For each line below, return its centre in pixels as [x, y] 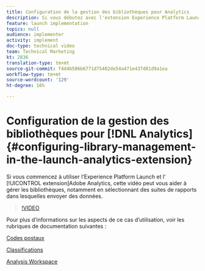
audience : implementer [35, 35]
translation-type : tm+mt [38, 63]
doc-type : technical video [41, 46]
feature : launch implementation [47, 23]
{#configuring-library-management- [101, 147]
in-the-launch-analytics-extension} [99, 160]
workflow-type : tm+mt [34, 74]
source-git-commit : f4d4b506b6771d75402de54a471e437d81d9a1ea [87, 69]
